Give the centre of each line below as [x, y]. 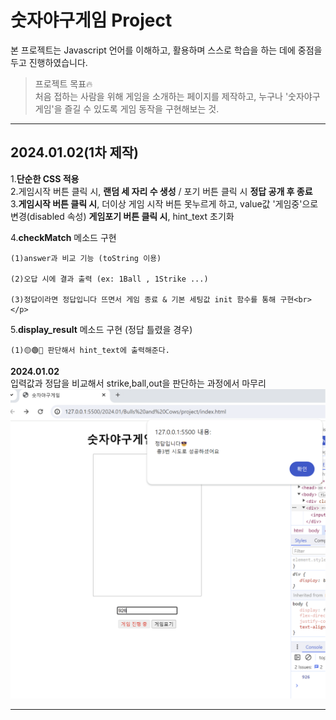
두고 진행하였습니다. [49, 62]
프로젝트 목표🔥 [63, 83]
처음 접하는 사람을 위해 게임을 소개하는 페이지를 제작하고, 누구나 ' [161, 96]
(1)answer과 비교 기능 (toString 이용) [86, 258]
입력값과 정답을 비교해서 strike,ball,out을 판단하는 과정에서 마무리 [138, 383]
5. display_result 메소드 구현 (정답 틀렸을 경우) [101, 329]
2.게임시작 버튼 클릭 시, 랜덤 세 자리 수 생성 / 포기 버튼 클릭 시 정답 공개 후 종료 [161, 191]
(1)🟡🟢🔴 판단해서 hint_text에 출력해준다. [90, 350]
